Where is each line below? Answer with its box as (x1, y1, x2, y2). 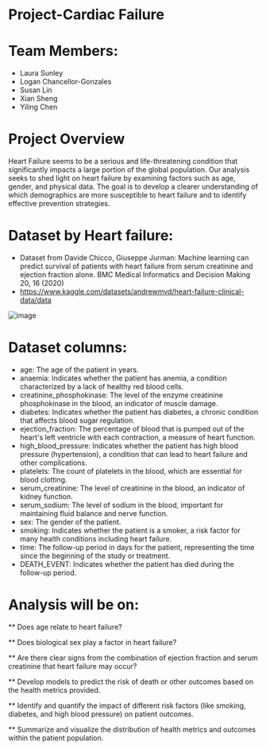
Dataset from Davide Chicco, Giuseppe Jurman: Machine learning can (19, 253, 249, 262)
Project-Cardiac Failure (8, 6, 165, 24)
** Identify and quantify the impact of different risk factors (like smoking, (8, 701, 246, 710)
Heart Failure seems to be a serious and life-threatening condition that (8, 157, 238, 166)
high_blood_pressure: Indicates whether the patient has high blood (19, 440, 239, 451)
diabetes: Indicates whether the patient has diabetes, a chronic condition (19, 407, 259, 416)
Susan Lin (19, 85, 53, 95)
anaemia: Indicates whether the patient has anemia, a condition (19, 373, 228, 383)
